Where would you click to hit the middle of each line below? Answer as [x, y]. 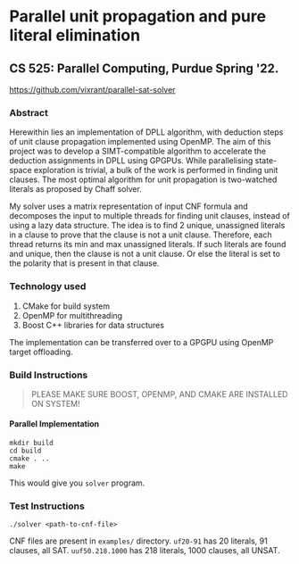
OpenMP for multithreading [72, 315]
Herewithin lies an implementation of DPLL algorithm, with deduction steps [146, 132]
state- [266, 161]
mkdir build [31, 444]
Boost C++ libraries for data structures [93, 325]
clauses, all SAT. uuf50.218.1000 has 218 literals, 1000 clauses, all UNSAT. [145, 551]
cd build [25, 451]
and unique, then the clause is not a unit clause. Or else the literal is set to [145, 254]
